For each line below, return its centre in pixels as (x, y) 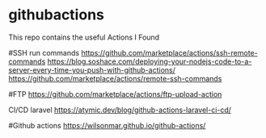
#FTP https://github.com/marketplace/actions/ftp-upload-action (115, 94)
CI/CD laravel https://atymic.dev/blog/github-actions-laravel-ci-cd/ (120, 110)
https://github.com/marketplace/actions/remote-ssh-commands (115, 78)
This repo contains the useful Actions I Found (84, 37)
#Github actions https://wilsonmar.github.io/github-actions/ (107, 125)
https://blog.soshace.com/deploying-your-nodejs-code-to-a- (150, 61)
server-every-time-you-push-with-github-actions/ (92, 69)
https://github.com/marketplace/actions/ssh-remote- (169, 52)
